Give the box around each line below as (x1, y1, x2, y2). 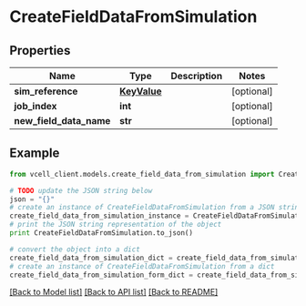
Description (170, 70, 223, 82)
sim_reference (14, 85, 78, 97)
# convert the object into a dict (9, 244, 141, 254)
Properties (9, 43, 71, 58)
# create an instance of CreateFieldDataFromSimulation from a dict (9, 261, 275, 270)
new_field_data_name (14, 115, 111, 127)
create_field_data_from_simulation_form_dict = (9, 270, 194, 280)
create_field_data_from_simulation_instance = (9, 211, 189, 220)
